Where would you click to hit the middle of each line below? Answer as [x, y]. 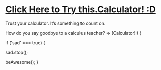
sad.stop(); [17, 52]
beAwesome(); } [22, 62]
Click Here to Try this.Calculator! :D [80, 9]
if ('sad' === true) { [25, 43]
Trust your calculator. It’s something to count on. [55, 23]
